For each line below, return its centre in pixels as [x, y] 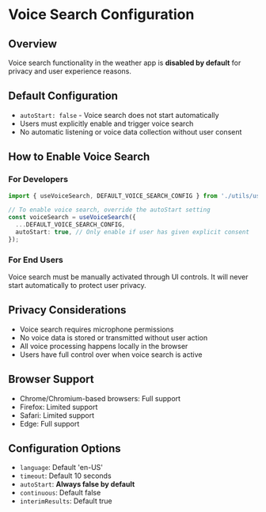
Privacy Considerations [67, 310]
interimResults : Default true [66, 501]
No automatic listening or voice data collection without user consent [131, 131]
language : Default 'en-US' [61, 468]
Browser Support [51, 379]
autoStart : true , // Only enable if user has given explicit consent [132, 232]
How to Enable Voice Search [79, 157]
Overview [33, 44]
